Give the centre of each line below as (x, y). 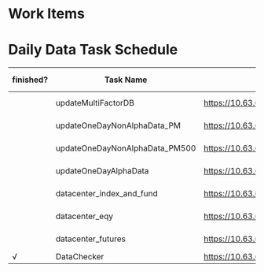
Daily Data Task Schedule (93, 50)
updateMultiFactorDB (95, 103)
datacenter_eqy (84, 216)
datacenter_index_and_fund (107, 194)
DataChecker (80, 257)
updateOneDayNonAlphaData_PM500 (126, 148)
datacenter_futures (90, 239)
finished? (30, 80)
